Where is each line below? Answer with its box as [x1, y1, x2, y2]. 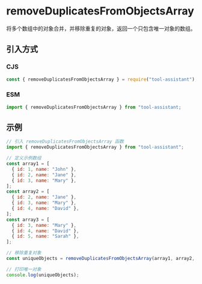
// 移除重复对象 [6, 250, 41, 256]
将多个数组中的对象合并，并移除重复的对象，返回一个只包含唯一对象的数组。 [6, 25, 196, 32]
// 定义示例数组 [6, 155, 41, 161]
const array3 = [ [6, 217, 50, 223]
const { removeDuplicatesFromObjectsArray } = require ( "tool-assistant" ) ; [6, 76, 198, 82]
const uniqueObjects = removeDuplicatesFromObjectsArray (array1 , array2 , [6, 256, 195, 262]
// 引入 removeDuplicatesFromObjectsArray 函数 [6, 138, 124, 145]
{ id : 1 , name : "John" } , [11, 166, 77, 172]
